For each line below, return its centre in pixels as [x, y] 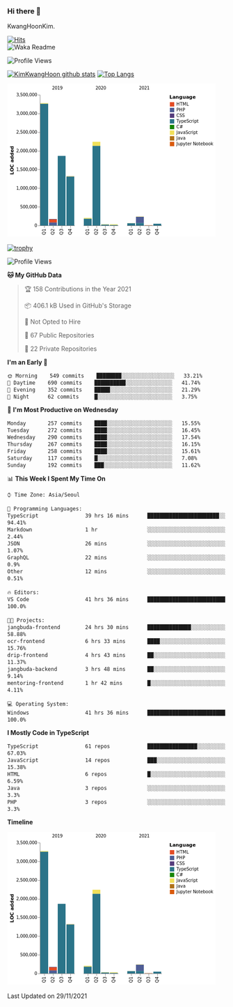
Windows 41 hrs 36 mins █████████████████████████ [116, 713]
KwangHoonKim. [31, 26]
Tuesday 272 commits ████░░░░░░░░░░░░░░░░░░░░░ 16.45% [104, 431]
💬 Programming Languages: [45, 509]
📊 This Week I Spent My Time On [56, 479]
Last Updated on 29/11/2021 [47, 996]
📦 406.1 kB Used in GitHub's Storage [78, 305]
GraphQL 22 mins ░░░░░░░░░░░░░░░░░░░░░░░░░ [116, 558]
